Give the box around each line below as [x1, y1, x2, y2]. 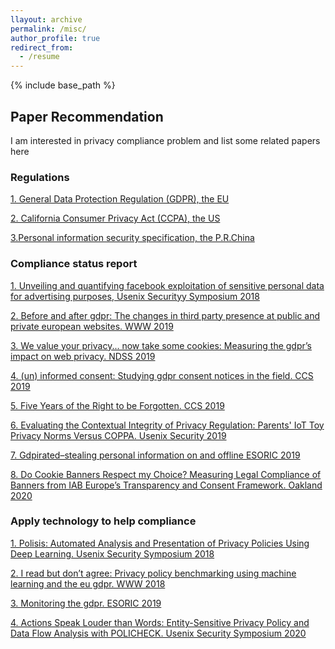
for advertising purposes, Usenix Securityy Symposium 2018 [10, 290, 260, 302]
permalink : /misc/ [10, 24, 87, 34]
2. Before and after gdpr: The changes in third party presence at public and [10, 309, 321, 321]
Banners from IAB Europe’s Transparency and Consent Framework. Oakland [10, 479, 323, 491]
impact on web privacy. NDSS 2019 [10, 350, 156, 362]
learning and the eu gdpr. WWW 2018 [10, 577, 166, 590]
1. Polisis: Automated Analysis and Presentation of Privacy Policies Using [10, 537, 310, 549]
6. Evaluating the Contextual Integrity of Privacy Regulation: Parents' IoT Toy [10, 419, 325, 431]
